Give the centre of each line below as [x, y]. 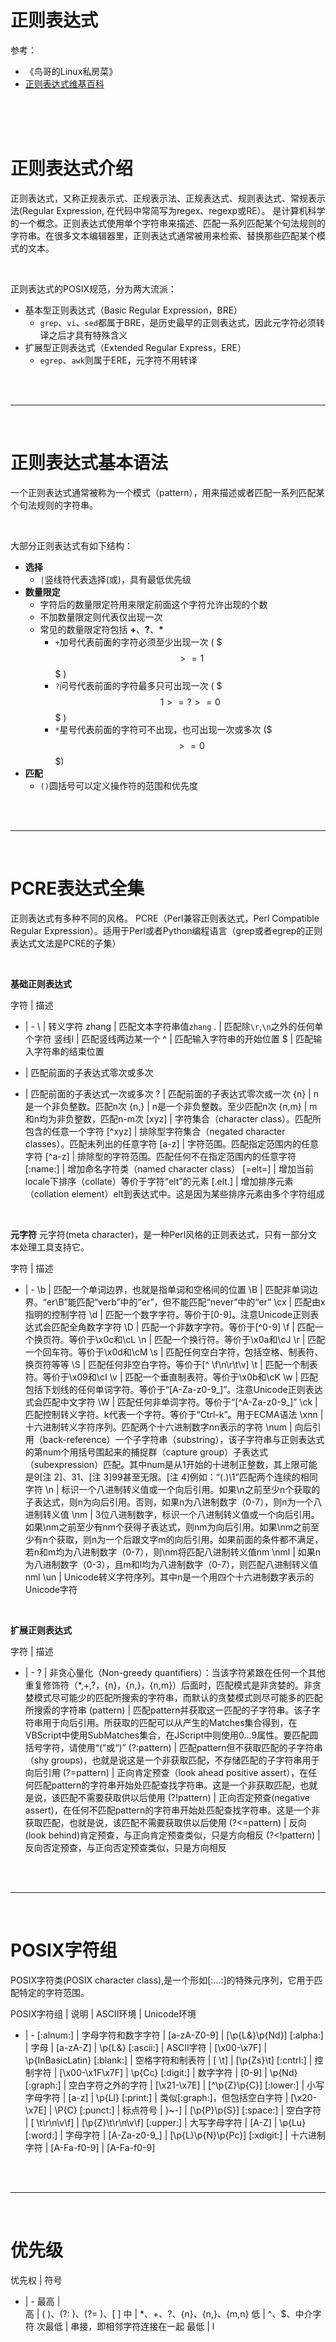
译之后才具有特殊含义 [83, 335]
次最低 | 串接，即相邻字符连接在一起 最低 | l [125, 2326]
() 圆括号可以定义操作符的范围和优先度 [118, 785]
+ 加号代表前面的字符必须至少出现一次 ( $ [138, 642]
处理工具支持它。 [54, 1247]
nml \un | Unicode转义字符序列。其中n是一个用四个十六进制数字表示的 [169, 1577]
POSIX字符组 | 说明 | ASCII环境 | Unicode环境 [103, 2013]
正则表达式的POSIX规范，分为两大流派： [93, 288]
